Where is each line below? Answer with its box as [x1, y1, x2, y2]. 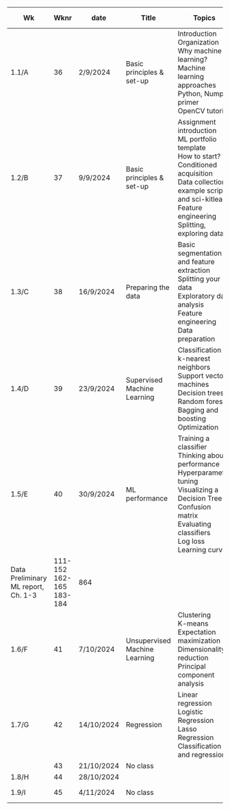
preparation [177, 334, 216, 344]
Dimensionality [177, 645, 226, 654]
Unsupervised [125, 636, 171, 645]
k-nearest [177, 354, 211, 363]
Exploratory [177, 291, 216, 300]
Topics [192, 13, 216, 23]
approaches [177, 80, 217, 90]
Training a [177, 433, 210, 443]
